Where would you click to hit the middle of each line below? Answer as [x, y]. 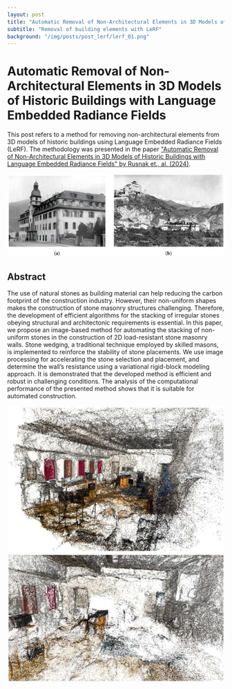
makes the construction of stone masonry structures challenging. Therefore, [116, 308]
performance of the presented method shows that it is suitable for [101, 389]
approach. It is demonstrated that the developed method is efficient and [109, 374]
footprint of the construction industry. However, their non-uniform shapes [112, 301]
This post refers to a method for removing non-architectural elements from [113, 135]
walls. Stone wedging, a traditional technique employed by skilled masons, [113, 344]
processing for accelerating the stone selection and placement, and [103, 360]
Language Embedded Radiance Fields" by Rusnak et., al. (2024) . [99, 164]
